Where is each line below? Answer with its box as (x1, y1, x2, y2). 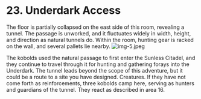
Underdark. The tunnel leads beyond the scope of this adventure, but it (6, 67, 183, 74)
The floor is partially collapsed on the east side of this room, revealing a (6, 23, 185, 31)
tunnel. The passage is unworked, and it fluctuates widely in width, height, (6, 29, 191, 37)
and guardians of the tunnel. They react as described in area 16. (6, 86, 165, 93)
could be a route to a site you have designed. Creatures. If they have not (6, 73, 186, 80)
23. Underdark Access (6, 4, 121, 17)
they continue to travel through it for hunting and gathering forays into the (6, 61, 190, 68)
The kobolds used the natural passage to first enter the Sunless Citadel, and (6, 54, 196, 61)
